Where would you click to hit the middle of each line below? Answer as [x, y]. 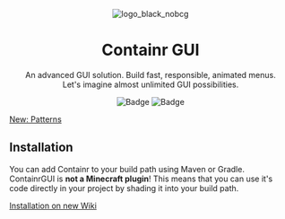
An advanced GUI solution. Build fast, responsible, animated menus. [151, 74]
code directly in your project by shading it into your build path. [124, 188]
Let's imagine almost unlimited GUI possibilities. [151, 84]
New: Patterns [36, 119]
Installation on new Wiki [53, 206]
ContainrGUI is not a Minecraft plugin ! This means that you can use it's [141, 179]
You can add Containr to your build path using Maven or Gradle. [127, 169]
